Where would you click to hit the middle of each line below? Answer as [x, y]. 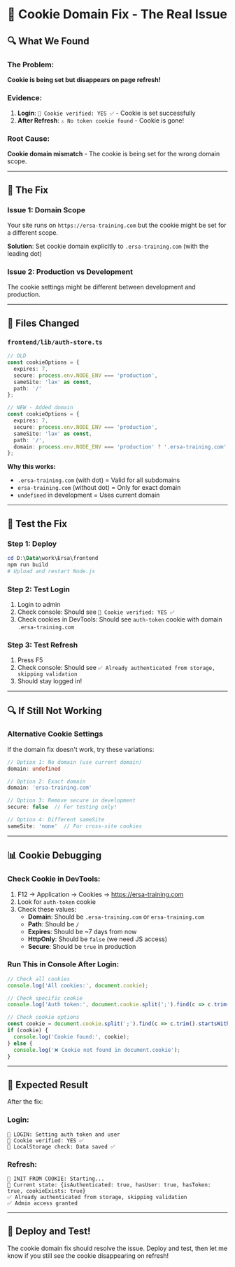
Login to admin [39, 604]
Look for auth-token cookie [57, 902]
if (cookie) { [28, 1030]
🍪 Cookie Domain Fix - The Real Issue [117, 14]
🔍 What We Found [48, 41]
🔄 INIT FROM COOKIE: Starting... [56, 1179]
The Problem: [31, 64]
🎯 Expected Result [48, 1084]
